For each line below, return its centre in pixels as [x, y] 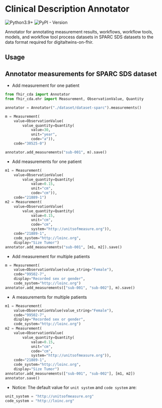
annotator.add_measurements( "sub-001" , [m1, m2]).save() [64, 247]
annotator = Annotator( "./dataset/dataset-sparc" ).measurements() [73, 108]
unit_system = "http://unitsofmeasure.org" [50, 396]
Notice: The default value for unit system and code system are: [74, 387]
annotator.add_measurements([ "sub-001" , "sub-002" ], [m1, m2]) [70, 374]
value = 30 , [41, 130]
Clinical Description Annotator [67, 9]
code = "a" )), [43, 139]
